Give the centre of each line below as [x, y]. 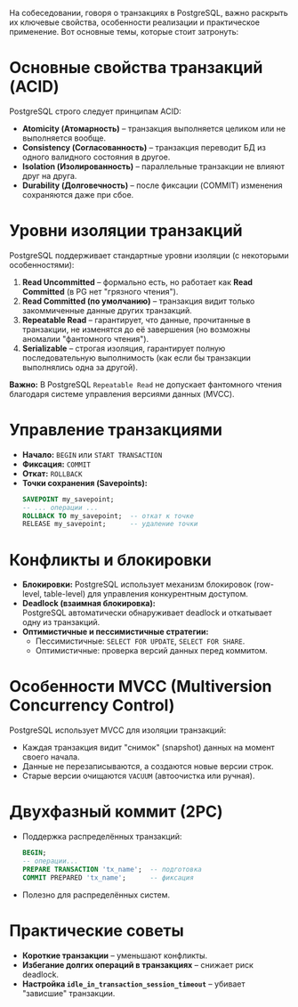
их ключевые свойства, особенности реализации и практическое [135, 22]
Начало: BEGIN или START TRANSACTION [92, 454]
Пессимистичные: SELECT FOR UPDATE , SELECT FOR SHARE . [140, 641]
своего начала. [51, 757]
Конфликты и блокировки [110, 560]
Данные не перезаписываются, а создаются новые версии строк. [148, 767]
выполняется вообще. [64, 138]
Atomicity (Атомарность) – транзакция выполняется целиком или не [154, 128]
